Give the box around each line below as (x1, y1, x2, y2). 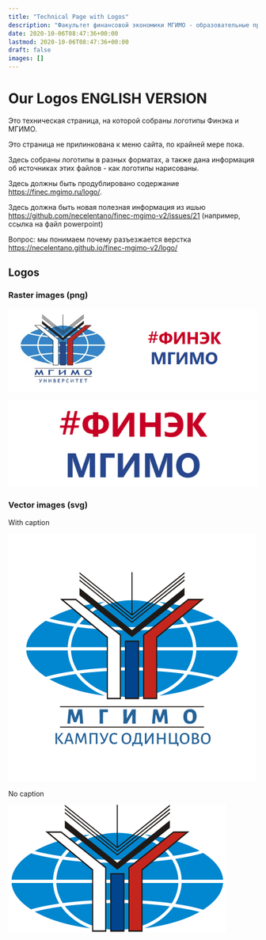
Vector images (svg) (8, 500, 89, 511)
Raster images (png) (8, 290, 89, 301)
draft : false (8, 46, 51, 55)
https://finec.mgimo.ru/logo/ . (8, 187, 102, 196)
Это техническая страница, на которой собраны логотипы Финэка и (8, 116, 239, 125)
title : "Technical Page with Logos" (8, 13, 129, 21)
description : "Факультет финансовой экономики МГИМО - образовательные (8, 21, 249, 29)
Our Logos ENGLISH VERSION (8, 89, 207, 108)
